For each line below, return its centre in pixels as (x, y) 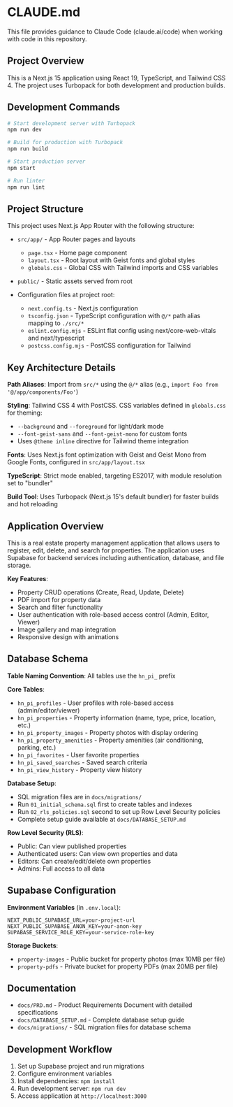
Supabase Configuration (62, 891)
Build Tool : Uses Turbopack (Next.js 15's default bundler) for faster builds (113, 497)
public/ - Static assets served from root (75, 281)
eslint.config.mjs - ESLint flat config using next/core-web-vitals (122, 331)
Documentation (42, 988)
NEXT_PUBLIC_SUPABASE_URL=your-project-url (72, 920)
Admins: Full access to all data (61, 869)
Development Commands (64, 107)
